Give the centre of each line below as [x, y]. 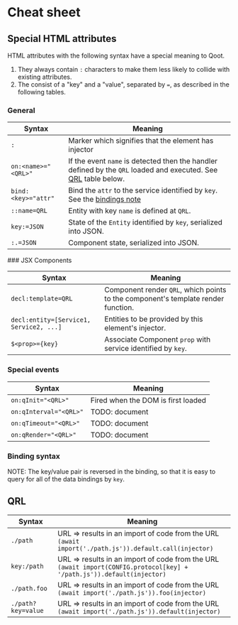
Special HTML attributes [62, 39]
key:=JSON [27, 227]
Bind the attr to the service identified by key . [143, 190]
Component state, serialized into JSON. [134, 243]
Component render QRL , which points [165, 290]
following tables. [41, 92]
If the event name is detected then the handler [143, 161]
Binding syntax [34, 456]
